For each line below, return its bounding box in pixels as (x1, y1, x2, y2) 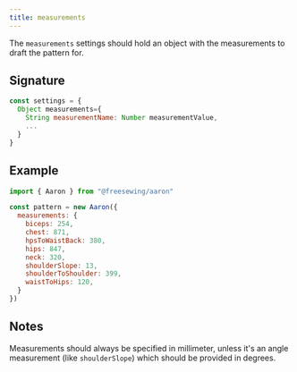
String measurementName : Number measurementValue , (25, 114, 218, 123)
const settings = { (9, 97, 82, 106)
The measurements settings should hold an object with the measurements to (9, 38, 285, 48)
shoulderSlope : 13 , (25, 261, 98, 270)
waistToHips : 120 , (25, 278, 94, 287)
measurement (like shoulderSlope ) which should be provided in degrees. (9, 352, 276, 363)
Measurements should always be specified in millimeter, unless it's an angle (9, 342, 289, 353)
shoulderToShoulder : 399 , (25, 269, 123, 278)
